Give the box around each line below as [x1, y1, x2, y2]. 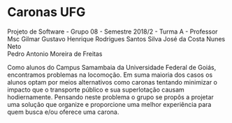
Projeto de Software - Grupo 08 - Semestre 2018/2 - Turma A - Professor [7, 27, 218, 36]
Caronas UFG [7, 4, 86, 20]
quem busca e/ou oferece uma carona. [7, 108, 119, 116]
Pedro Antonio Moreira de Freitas [7, 50, 103, 58]
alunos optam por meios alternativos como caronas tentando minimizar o [7, 78, 218, 86]
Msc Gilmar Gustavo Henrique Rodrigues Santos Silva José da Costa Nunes [7, 34, 226, 43]
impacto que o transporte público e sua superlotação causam [7, 85, 185, 94]
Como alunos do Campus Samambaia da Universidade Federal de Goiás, [7, 63, 217, 71]
